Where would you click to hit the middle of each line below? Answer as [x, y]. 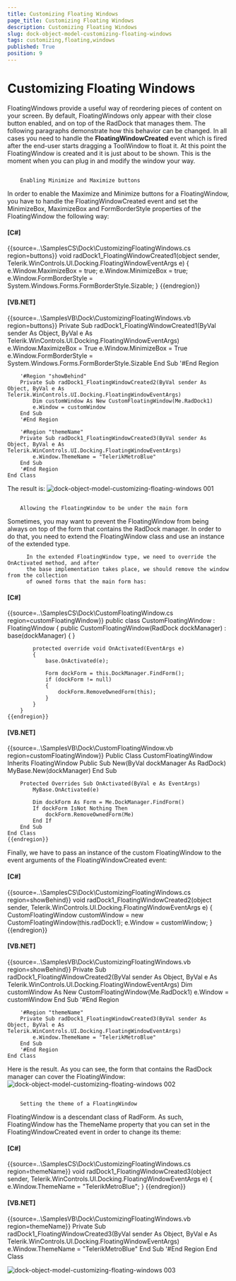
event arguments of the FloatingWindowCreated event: [87, 860]
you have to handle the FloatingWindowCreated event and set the [103, 201]
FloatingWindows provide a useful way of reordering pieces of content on [115, 108]
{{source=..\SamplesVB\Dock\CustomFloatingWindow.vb [90, 748]
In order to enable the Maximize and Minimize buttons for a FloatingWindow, [118, 194]
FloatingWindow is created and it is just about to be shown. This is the [109, 153]
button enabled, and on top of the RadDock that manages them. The [107, 123]
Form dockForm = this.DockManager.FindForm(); [115, 674]
